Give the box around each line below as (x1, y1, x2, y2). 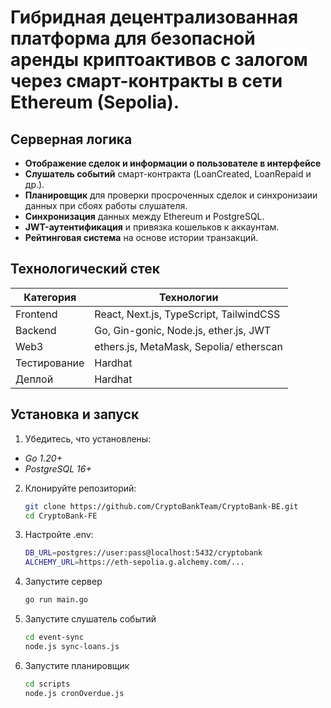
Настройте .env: (24, 529, 94, 541)
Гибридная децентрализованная (10, 6, 299, 29)
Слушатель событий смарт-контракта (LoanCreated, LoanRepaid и (24, 168, 312, 180)
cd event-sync (24, 632, 84, 642)
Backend (15, 323, 57, 337)
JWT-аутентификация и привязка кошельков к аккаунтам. (24, 221, 280, 233)
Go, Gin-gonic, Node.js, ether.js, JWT (94, 323, 272, 337)
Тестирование (15, 356, 85, 370)
